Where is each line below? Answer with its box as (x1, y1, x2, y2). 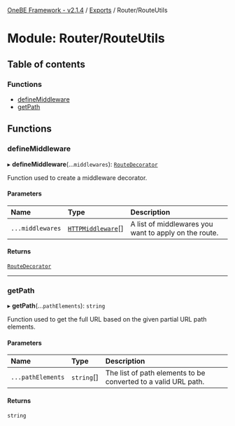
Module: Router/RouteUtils (7, 31, 166, 46)
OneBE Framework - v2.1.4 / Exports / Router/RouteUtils (7, 6, 168, 14)
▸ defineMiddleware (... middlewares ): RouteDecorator (7, 160, 159, 168)
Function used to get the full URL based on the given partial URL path (7, 315, 207, 324)
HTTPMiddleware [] (67, 224, 124, 233)
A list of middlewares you (130, 219, 213, 228)
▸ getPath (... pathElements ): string (7, 301, 106, 310)
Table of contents (7, 58, 85, 70)
